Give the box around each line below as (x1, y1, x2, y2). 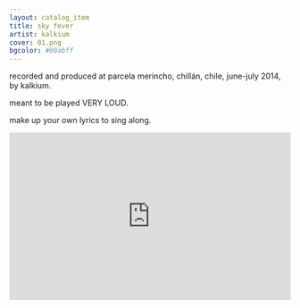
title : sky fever (9, 21, 74, 30)
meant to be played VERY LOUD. (9, 97, 129, 108)
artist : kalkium (9, 29, 70, 38)
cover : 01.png (9, 37, 62, 47)
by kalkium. (9, 80, 52, 91)
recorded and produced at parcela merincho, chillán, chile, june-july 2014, (9, 71, 281, 81)
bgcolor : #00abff (9, 46, 74, 55)
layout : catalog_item (9, 12, 90, 22)
